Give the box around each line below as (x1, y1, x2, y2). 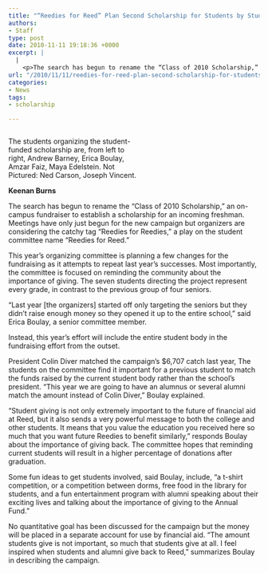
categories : (8, 78, 48, 86)
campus (8, 210, 35, 219)
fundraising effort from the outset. (8, 341, 120, 351)
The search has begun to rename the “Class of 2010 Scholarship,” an (8, 201, 235, 211)
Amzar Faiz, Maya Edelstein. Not (8, 162, 116, 172)
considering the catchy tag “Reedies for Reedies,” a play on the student (8, 227, 243, 236)
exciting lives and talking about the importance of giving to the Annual (8, 498, 238, 508)
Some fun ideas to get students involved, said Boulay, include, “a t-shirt (8, 472, 243, 482)
